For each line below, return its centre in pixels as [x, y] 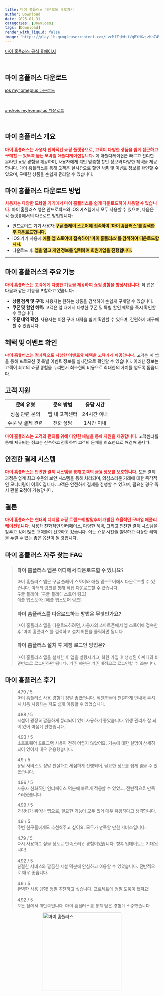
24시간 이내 [95, 414]
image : [12, 37]
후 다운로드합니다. [29, 232]
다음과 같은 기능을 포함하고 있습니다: [40, 291]
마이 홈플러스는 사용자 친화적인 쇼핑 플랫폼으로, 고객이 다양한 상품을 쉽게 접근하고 [82, 149]
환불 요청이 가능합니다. [32, 490]
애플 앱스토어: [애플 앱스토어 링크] [49, 600]
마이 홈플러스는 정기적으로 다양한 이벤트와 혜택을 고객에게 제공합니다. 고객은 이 [79, 355]
